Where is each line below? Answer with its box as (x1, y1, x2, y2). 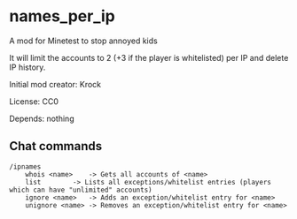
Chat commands (9, 139, 103, 154)
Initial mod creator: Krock (9, 79, 102, 89)
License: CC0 (9, 95, 59, 107)
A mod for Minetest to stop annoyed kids (9, 35, 158, 46)
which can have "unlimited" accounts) (9, 185, 152, 194)
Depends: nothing (9, 113, 74, 124)
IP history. (9, 62, 46, 72)
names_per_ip (9, 6, 115, 26)
